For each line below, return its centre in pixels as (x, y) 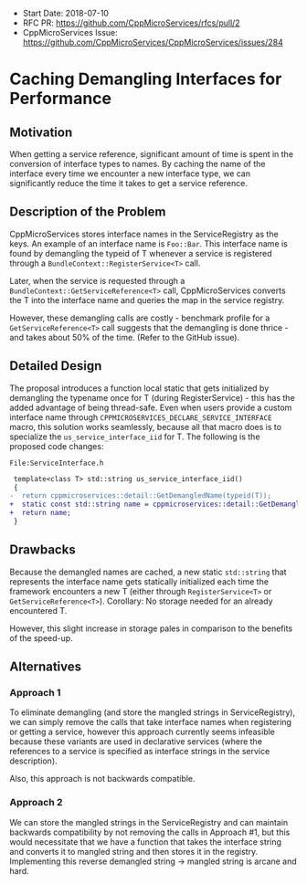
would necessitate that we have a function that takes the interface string (145, 842)
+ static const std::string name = (79, 505)
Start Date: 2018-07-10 (66, 13)
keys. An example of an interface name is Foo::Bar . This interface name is (148, 243)
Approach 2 (36, 803)
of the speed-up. (41, 637)
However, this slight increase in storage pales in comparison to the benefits (151, 628)
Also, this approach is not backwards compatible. (102, 779)
